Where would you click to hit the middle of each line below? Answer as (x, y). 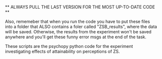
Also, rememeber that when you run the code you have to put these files (78, 22)
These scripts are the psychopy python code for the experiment (69, 46)
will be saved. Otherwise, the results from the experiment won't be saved (78, 32)
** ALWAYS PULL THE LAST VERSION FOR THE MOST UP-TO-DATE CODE (80, 7)
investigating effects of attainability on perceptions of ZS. (63, 51)
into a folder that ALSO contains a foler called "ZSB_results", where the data (81, 27)
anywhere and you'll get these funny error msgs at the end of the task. (76, 37)
